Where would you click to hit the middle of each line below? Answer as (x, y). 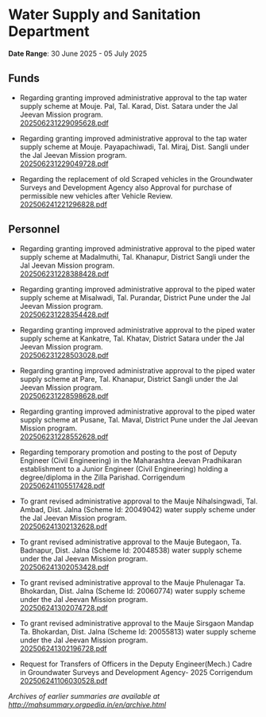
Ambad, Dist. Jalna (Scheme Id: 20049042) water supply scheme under (138, 509)
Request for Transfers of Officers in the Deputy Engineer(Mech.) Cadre (136, 664)
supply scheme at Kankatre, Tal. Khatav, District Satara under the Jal (132, 338)
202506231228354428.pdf (64, 314)
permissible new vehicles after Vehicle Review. (96, 195)
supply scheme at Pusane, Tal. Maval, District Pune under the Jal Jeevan (139, 419)
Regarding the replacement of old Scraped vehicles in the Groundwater (136, 179)
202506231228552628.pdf (64, 436)
